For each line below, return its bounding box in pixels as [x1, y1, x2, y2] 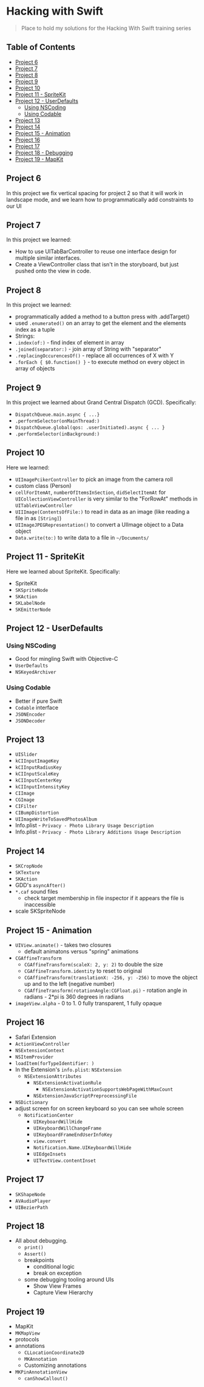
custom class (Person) [15, 482, 72, 489]
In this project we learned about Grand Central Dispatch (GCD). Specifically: [6, 399, 197, 406]
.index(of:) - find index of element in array [15, 339, 124, 346]
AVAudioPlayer [15, 1198, 51, 1204]
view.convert [33, 1138, 67, 1144]
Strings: [15, 332, 35, 340]
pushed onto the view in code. [15, 267, 91, 275]
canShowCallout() [24, 1376, 69, 1382]
